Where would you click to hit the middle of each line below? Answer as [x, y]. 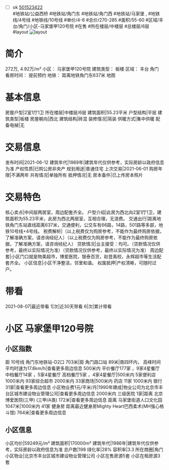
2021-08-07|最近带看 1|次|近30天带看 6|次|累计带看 [59, 306]
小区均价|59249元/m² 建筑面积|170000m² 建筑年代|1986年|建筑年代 [75, 443]
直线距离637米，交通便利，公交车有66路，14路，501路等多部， [93, 225]
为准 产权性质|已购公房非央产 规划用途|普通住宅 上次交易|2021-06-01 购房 [82, 168]
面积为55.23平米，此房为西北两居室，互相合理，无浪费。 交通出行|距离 [83, 218]
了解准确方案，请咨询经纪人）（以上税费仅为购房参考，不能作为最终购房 [79, 238]
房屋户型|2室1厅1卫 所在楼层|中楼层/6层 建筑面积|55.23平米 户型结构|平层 [81, 112]
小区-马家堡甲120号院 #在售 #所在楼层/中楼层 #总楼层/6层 [89, 26]
